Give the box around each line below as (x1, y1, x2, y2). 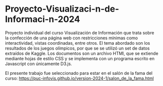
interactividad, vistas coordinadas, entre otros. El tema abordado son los (5, 40, 150, 46)
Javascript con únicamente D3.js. (5, 61, 72, 67)
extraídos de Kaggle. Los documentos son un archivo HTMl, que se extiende (5, 50, 159, 56)
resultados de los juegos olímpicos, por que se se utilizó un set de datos (5, 45, 150, 51)
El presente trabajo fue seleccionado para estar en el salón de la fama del (5, 70, 153, 76)
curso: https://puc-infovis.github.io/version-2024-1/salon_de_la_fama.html (5, 75, 154, 81)
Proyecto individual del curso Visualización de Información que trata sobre (5, 30, 154, 35)
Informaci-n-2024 (5, 14, 80, 25)
